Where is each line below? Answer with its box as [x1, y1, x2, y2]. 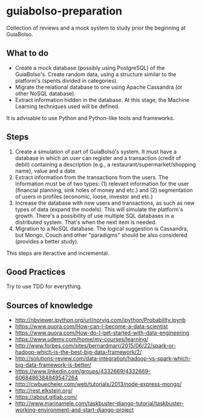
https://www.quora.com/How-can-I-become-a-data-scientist [15, 323, 168, 330]
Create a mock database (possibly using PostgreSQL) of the [15, 64, 165, 71]
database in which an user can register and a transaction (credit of [15, 154, 181, 161]
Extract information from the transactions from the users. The [15, 173, 169, 181]
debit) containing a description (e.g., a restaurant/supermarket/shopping [15, 161, 197, 168]
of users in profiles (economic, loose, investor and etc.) [15, 193, 153, 200]
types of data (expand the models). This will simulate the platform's [15, 205, 183, 213]
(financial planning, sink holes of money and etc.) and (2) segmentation [15, 186, 194, 194]
